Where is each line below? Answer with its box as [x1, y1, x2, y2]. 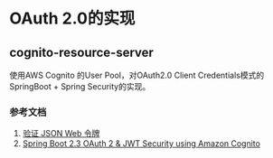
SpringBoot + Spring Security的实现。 [9, 81, 151, 91]
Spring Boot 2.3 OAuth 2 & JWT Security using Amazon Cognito [22, 138, 260, 149]
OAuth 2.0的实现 [9, 8, 136, 29]
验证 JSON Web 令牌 [22, 128, 100, 139]
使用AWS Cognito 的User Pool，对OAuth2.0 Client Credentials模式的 [9, 70, 265, 80]
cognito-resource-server [9, 44, 154, 60]
